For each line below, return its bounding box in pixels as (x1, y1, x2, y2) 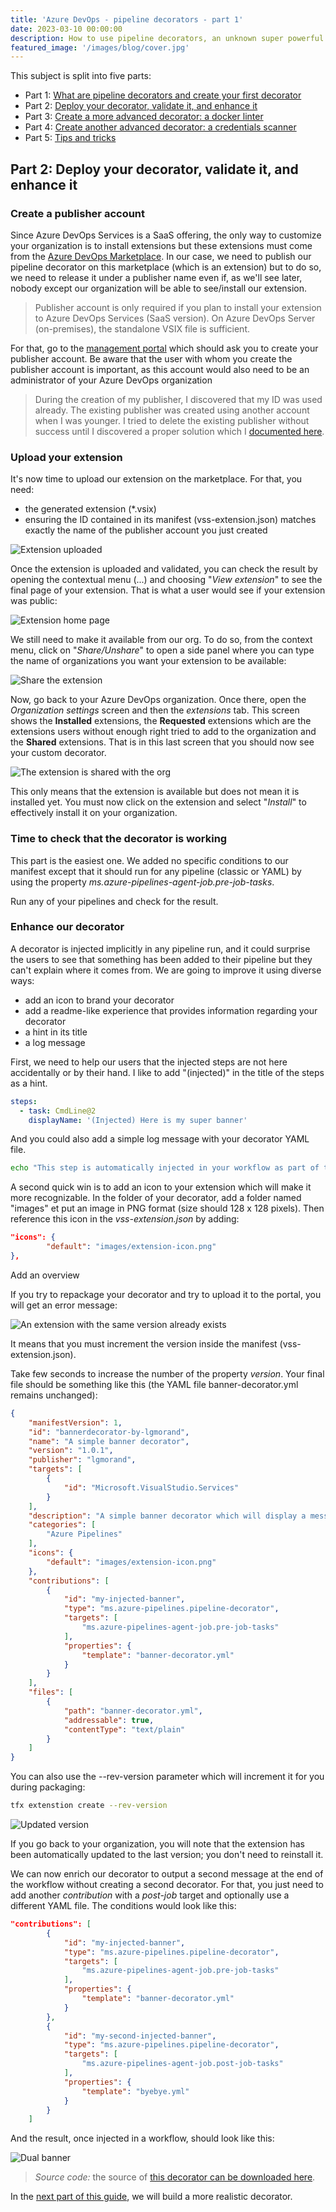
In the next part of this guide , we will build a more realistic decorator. (10, 2191, 293, 2203)
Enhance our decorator (10, 920, 125, 934)
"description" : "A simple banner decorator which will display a (28, 1511, 307, 1521)
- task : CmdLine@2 (19, 1106, 97, 1116)
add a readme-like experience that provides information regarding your (24, 1004, 318, 1016)
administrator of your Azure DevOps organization (10, 374, 213, 386)
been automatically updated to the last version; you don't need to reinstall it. (10, 1849, 324, 1861)
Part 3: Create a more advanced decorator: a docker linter (24, 111, 264, 123)
